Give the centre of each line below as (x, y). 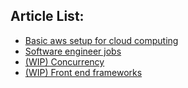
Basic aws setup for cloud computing (101, 40)
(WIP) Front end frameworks (83, 72)
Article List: (47, 16)
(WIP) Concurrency (64, 61)
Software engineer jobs (73, 51)
